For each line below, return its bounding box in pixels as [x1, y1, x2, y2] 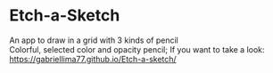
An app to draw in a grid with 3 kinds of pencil [9, 35, 178, 45]
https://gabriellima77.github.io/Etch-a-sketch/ [9, 53, 177, 64]
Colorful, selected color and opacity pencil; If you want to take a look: [9, 44, 265, 54]
